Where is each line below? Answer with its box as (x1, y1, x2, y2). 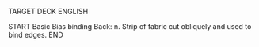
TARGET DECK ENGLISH (8, 7, 89, 16)
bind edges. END (8, 31, 63, 39)
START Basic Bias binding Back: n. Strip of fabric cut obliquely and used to (8, 22, 252, 31)
